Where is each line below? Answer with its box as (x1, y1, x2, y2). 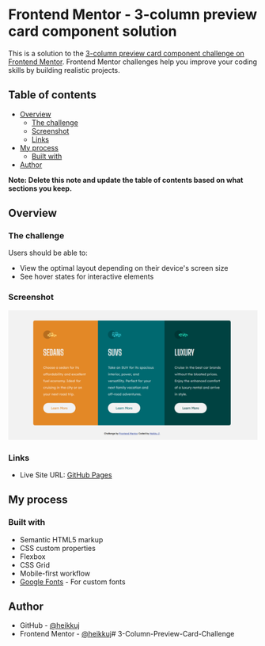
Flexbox (19, 552, 46, 561)
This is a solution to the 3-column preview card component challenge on (8, 48, 245, 58)
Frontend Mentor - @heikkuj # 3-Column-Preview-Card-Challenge (19, 629, 235, 639)
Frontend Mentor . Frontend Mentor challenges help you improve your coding (8, 57, 258, 66)
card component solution (8, 22, 177, 40)
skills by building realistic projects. (8, 65, 120, 74)
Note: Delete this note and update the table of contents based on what (8, 175, 244, 184)
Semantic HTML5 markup (19, 534, 104, 544)
